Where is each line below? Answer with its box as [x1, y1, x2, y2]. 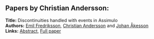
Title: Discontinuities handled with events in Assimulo [5, 17, 118, 23]
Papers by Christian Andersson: [5, 4, 109, 12]
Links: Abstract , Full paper [5, 27, 61, 34]
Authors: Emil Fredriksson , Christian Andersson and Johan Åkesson [5, 22, 149, 28]
